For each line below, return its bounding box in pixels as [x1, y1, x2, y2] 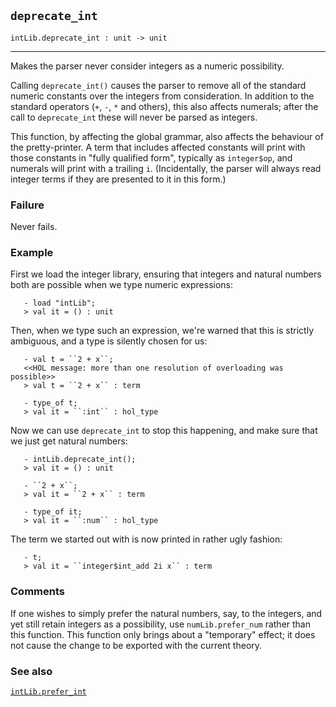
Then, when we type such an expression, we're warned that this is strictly [10, 325, 314, 337]
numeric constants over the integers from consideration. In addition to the [10, 90, 315, 102]
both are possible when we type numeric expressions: [10, 279, 233, 291]
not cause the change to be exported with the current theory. [10, 639, 263, 651]
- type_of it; [23, 507, 83, 517]
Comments [10, 585, 65, 599]
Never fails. [10, 221, 58, 233]
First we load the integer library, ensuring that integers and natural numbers [10, 268, 322, 280]
